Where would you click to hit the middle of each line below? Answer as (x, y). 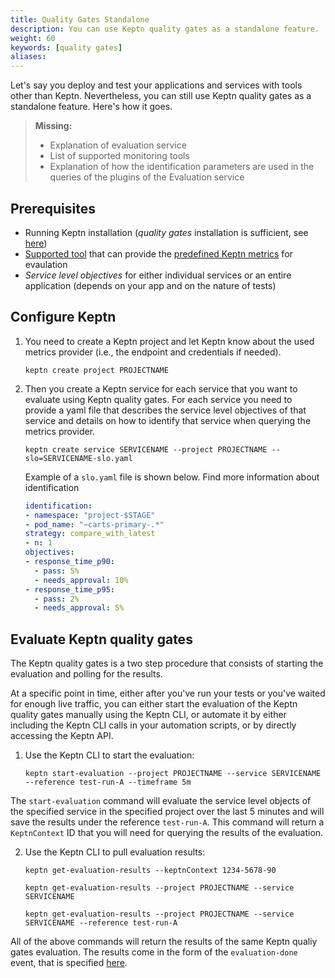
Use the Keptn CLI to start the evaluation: (109, 755)
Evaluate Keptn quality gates (101, 639)
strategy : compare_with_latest (90, 534)
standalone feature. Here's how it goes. (91, 107)
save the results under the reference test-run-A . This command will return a (167, 822)
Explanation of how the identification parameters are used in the (182, 167)
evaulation (46, 264)
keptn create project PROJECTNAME (96, 370)
